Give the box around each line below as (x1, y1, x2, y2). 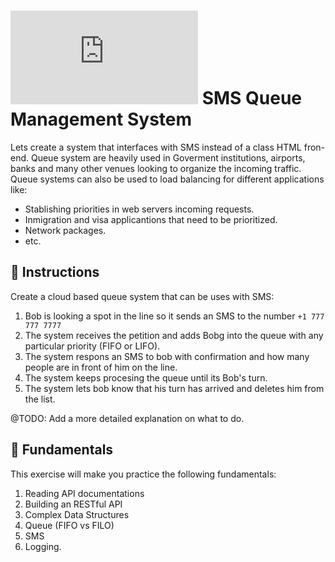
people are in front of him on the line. (24, 361, 178, 373)
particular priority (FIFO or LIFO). (24, 340, 161, 352)
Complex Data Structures (24, 508, 130, 520)
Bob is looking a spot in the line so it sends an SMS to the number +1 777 (24, 310, 325, 322)
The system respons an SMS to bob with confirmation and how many (24, 350, 310, 362)
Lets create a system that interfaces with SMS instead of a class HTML (10, 141, 302, 153)
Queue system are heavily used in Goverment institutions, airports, (30, 151, 306, 164)
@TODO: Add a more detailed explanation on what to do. (10, 412, 245, 424)
